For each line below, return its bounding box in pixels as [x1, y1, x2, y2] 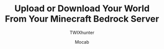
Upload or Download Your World [14, 3, 150, 14]
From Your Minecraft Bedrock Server [5, 13, 159, 24]
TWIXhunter [70, 29, 94, 35]
